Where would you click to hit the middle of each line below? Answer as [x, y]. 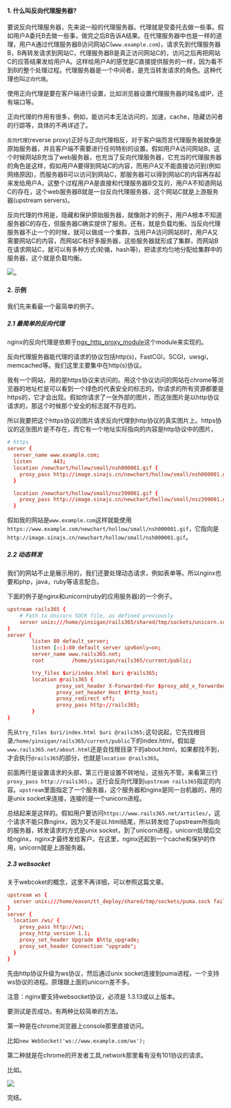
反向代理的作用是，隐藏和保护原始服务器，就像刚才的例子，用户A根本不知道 [114, 215]
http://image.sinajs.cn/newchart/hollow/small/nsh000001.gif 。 [100, 537]
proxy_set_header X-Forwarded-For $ [109, 686]
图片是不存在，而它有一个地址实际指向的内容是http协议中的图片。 [124, 429]
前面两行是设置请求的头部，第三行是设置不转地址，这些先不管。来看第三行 [112, 772]
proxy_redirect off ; [86, 699]
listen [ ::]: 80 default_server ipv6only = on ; [97, 648]
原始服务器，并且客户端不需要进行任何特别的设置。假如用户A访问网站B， [111, 149]
